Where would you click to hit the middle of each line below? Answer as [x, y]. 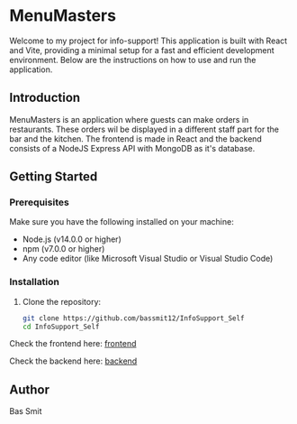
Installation [35, 282]
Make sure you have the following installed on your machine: [121, 222]
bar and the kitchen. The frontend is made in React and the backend [136, 138]
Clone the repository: [62, 301]
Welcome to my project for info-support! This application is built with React [148, 41]
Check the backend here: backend [73, 361]
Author [29, 389]
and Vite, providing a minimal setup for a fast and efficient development [142, 50]
